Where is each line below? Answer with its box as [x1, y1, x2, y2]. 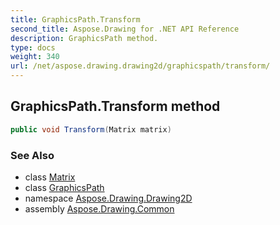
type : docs [10, 42, 56, 53]
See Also [10, 148, 55, 162]
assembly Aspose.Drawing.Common [24, 202, 175, 215]
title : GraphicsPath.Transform [10, 14, 141, 25]
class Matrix [24, 171, 76, 183]
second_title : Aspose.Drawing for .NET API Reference [10, 24, 240, 34]
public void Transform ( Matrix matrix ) [10, 124, 172, 135]
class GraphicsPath [24, 181, 105, 193]
